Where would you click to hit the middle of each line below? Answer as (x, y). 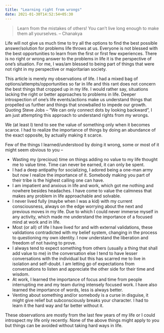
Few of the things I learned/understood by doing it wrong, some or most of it (82, 144)
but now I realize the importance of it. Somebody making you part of (81, 175)
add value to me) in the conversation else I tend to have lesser (75, 253)
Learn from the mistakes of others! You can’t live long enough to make (88, 28)
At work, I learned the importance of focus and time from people (77, 279)
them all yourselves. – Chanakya (50, 33)
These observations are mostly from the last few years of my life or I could (80, 315)
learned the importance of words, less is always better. (68, 290)
